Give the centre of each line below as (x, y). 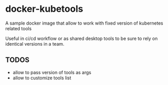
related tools (18, 28)
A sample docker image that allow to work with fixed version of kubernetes (84, 23)
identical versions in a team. (35, 44)
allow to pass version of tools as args (52, 72)
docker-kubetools (44, 9)
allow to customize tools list (42, 78)
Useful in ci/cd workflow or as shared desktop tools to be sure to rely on (81, 38)
